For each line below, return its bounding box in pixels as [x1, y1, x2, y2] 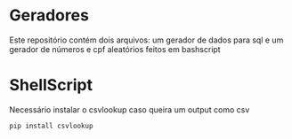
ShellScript [9, 75, 93, 96]
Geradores [9, 5, 89, 26]
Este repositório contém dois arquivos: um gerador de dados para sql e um [9, 35, 284, 45]
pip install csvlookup [9, 121, 93, 130]
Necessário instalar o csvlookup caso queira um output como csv [9, 104, 250, 115]
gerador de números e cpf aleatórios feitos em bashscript [9, 43, 221, 54]
